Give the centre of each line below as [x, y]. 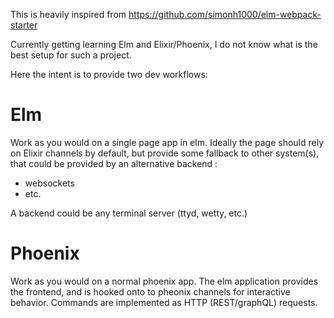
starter [24, 25]
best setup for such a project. [71, 55]
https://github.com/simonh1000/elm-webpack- [225, 14]
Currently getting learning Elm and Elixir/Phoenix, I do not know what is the [164, 44]
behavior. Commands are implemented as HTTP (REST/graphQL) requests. [164, 302]
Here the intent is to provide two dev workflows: [109, 74]
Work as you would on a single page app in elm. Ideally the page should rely [167, 142]
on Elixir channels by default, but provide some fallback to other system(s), [165, 153]
